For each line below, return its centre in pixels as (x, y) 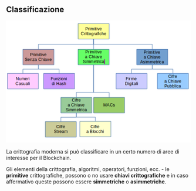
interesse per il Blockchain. (39, 158)
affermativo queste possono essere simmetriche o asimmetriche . (86, 182)
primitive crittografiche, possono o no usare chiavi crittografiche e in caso (97, 176)
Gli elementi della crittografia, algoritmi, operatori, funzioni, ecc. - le (88, 169)
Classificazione (35, 10)
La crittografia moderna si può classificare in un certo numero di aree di (93, 152)
